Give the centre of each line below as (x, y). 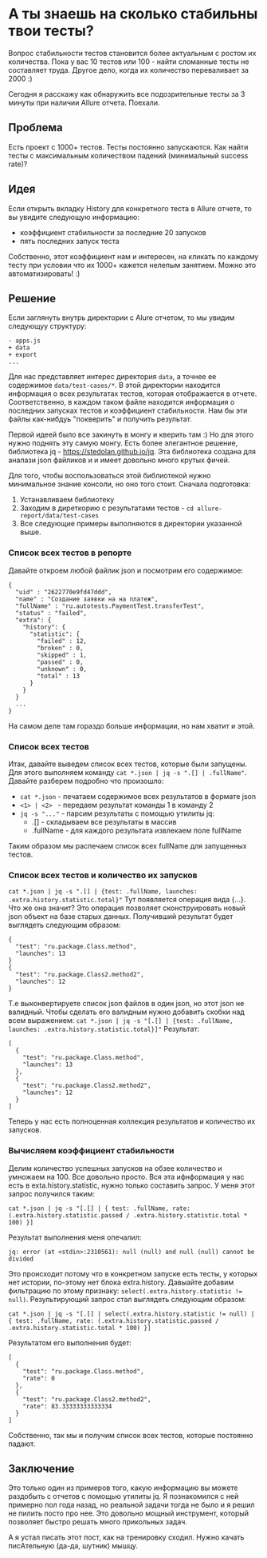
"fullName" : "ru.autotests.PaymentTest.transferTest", (110, 606)
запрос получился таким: (52, 1193)
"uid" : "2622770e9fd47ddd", (64, 592)
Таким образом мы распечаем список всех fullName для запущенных (128, 845)
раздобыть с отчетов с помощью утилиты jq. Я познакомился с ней (124, 1496)
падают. (22, 1444)
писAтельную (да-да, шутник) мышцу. (73, 1546)
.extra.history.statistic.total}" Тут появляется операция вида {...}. (127, 900)
